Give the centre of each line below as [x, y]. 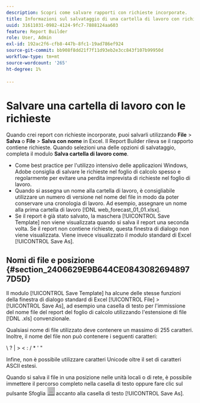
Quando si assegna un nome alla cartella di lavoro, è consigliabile [95, 191]
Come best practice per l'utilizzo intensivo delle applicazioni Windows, [101, 165]
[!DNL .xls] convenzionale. [38, 318]
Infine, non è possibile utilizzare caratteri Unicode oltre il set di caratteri [94, 359]
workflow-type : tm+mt [33, 57]
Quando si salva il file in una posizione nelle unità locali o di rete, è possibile [99, 377]
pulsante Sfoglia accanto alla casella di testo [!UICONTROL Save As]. [95, 393]
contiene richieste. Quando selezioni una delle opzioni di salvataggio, [91, 148]
